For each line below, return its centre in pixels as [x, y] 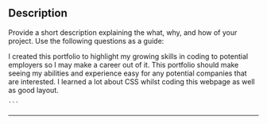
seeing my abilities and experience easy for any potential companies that [128, 73]
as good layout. [34, 90]
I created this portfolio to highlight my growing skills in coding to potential [128, 56]
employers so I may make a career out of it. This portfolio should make [124, 64]
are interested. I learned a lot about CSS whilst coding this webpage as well [132, 81]
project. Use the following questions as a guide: [86, 41]
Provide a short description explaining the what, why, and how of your [123, 32]
